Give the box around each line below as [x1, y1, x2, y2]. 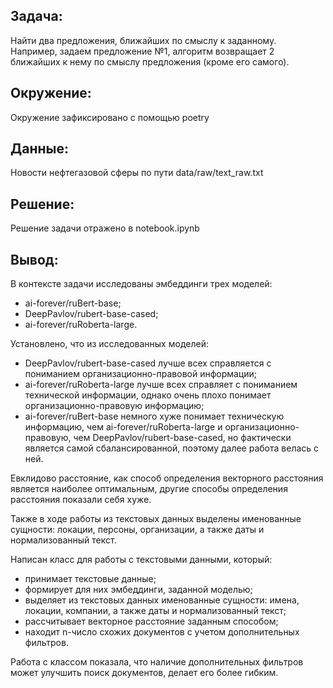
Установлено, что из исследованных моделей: [10, 338, 209, 350]
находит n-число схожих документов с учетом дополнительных [24, 626, 300, 638]
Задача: [10, 8, 63, 25]
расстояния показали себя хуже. [10, 494, 152, 506]
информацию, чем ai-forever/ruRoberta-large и [24, 421, 223, 433]
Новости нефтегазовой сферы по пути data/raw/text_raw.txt [10, 167, 264, 179]
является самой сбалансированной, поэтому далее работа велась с [24, 442, 320, 454]
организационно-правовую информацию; [24, 400, 205, 412]
